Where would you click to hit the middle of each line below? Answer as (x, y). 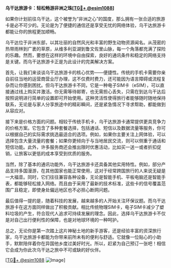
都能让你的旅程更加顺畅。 (32, 32)
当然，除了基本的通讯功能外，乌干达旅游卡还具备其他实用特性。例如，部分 (83, 164)
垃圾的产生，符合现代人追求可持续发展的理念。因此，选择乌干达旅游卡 (83, 213)
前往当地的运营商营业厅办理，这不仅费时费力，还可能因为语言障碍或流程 (85, 79)
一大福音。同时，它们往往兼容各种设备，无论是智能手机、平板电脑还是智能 (83, 177)
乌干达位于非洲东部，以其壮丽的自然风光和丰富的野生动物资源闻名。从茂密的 (85, 42)
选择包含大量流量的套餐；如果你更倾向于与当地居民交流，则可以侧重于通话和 (85, 141)
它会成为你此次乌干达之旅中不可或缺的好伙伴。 (54, 250)
